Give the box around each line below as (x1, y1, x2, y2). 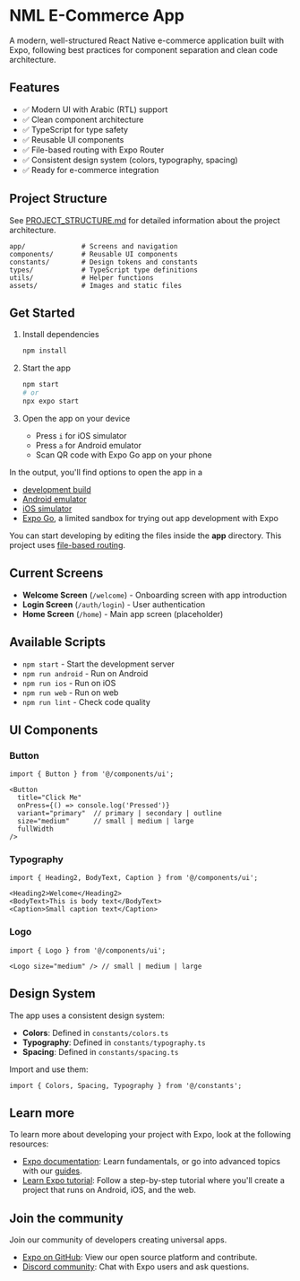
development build (21, 484, 91, 494)
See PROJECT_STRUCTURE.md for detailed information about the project (9, 214, 280, 225)
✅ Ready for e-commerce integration (21, 164, 159, 175)
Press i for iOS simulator (35, 430, 127, 440)
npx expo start (21, 396, 80, 405)
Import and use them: (9, 1064, 89, 1075)
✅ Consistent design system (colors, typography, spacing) (21, 154, 239, 165)
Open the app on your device (21, 413, 131, 423)
